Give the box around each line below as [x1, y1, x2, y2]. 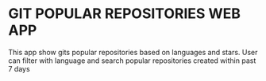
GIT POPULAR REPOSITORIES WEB [8, 5, 241, 23]
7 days [8, 64, 30, 73]
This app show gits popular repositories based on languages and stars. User [8, 47, 258, 57]
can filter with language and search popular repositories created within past [8, 56, 256, 65]
